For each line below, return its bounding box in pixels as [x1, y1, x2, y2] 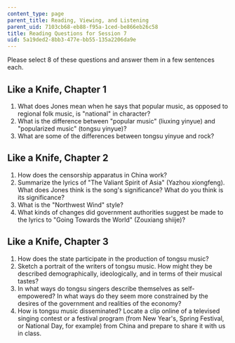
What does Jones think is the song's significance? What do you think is [17, 185, 224, 194]
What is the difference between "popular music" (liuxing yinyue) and [17, 116, 215, 125]
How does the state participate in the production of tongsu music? [17, 254, 209, 263]
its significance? [17, 193, 65, 201]
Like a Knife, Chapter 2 [7, 152, 109, 164]
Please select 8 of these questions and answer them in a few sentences [7, 55, 215, 64]
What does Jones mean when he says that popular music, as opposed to [17, 102, 229, 110]
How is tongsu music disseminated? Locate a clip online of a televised [17, 307, 220, 315]
